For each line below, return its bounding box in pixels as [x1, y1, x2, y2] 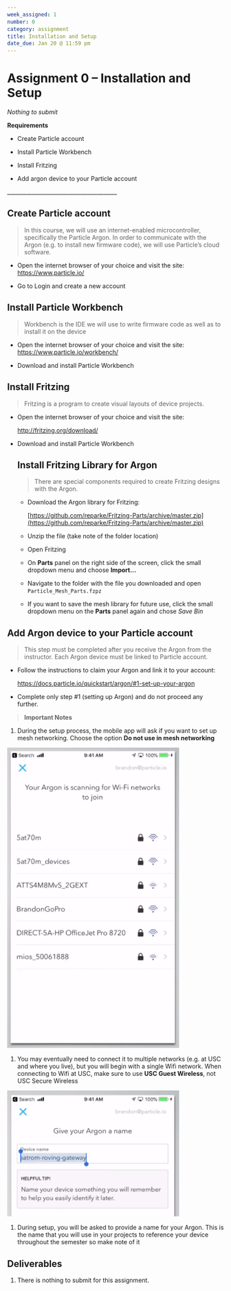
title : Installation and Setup [7, 33, 97, 40]
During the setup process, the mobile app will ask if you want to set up [16, 727, 217, 735]
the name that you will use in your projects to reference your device [16, 1231, 209, 1239]
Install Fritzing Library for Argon [16, 459, 157, 471]
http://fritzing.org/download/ [16, 426, 98, 434]
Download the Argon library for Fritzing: [27, 498, 140, 507]
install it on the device [23, 327, 87, 335]
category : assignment [7, 25, 69, 32]
